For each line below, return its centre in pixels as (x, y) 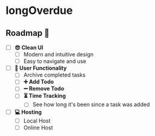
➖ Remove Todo (44, 89)
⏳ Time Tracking (45, 96)
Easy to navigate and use (55, 61)
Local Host (37, 121)
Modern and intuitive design (58, 55)
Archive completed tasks (54, 75)
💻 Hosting (28, 112)
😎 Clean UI (29, 47)
